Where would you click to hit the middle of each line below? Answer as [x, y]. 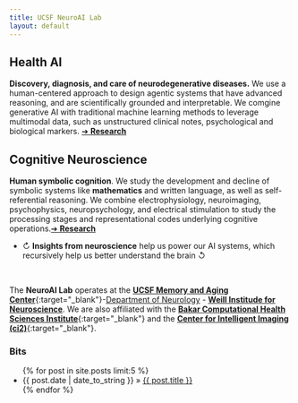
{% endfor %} [48, 390]
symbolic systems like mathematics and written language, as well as [136, 191]
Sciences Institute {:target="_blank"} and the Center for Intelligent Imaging [149, 319]
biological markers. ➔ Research [68, 132]
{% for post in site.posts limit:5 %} [85, 371]
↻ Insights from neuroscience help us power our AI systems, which [149, 246]
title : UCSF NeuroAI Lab [55, 17]
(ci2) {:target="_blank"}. [53, 329]
